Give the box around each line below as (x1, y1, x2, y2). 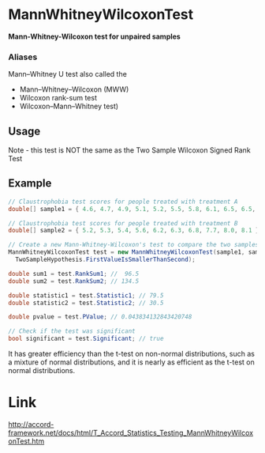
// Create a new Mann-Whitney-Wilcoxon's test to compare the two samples (8, 241, 259, 249)
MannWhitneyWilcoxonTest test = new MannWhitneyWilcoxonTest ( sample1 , (8, 248, 245, 256)
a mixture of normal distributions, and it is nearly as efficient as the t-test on (8, 357, 255, 367)
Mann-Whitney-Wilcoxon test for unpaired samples (8, 32, 181, 41)
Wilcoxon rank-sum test (19, 93, 97, 103)
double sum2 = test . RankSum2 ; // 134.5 (8, 277, 140, 285)
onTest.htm (8, 436, 45, 446)
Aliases (8, 51, 38, 62)
